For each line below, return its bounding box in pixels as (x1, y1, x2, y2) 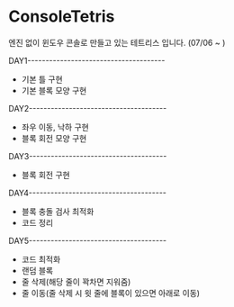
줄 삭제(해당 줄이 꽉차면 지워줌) (21, 276, 131, 287)
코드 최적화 (21, 254, 61, 265)
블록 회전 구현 (21, 169, 70, 180)
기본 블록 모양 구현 (21, 85, 87, 95)
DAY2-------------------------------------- (8, 103, 167, 113)
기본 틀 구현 (21, 74, 64, 85)
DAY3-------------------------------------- (8, 150, 167, 161)
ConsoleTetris (8, 6, 115, 27)
